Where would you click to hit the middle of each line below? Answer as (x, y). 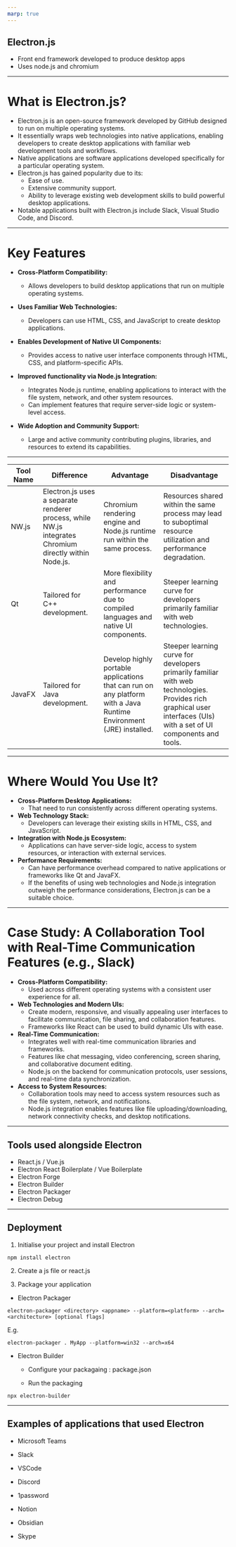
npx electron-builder (39, 1396)
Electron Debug (40, 1199)
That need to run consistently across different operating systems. (123, 808)
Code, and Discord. (45, 218)
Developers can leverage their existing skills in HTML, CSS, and (120, 823)
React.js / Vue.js (41, 1162)
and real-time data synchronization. (79, 1079)
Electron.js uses (69, 492)
